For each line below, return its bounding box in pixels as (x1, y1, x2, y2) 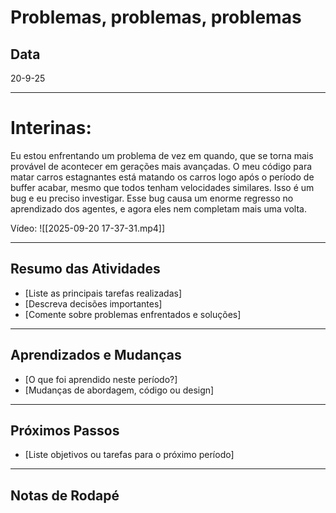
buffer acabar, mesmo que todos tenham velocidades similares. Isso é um (10, 181, 315, 193)
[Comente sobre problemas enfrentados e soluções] (24, 308, 242, 320)
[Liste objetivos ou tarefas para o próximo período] (24, 449, 235, 461)
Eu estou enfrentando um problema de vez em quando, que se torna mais (10, 149, 314, 161)
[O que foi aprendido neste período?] (24, 373, 178, 385)
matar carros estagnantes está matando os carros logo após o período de (10, 171, 315, 183)
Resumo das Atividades (10, 261, 161, 278)
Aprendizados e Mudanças (10, 347, 182, 364)
